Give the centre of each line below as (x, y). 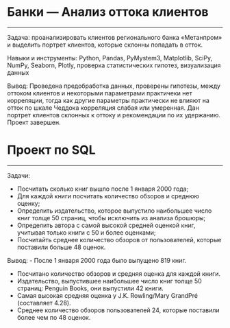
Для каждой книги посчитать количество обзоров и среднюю (108, 196)
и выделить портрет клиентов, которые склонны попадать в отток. (105, 45)
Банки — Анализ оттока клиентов (108, 12)
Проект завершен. (34, 122)
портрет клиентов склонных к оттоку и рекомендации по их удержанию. (114, 115)
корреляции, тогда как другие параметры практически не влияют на (108, 100)
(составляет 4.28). (44, 303)
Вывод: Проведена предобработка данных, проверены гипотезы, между (114, 86)
